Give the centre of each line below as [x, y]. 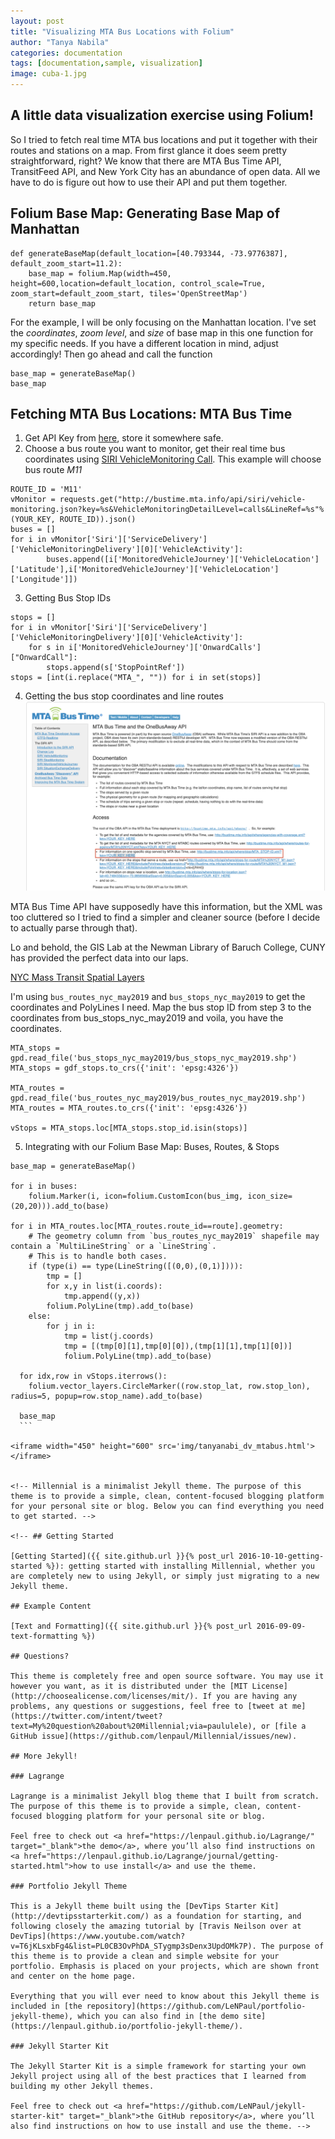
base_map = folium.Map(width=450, [100, 273]
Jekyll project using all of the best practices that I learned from [158, 2076]
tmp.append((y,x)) [102, 1296]
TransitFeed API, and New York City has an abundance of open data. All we [165, 171]
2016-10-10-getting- [281, 1556]
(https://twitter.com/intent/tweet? [86, 1716]
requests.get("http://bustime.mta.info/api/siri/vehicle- [183, 500]
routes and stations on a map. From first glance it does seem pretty [149, 150]
